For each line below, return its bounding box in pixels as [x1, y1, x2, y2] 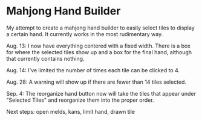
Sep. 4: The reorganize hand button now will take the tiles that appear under [6, 90, 197, 97]
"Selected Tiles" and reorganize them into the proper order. [6, 96, 154, 104]
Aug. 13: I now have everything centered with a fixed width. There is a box [6, 42, 191, 49]
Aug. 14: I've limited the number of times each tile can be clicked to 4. [6, 66, 180, 73]
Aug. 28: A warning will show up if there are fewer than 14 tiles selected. [6, 78, 186, 85]
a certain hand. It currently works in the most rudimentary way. [6, 30, 163, 37]
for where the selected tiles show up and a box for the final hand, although [6, 48, 192, 55]
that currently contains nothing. [6, 55, 85, 62]
